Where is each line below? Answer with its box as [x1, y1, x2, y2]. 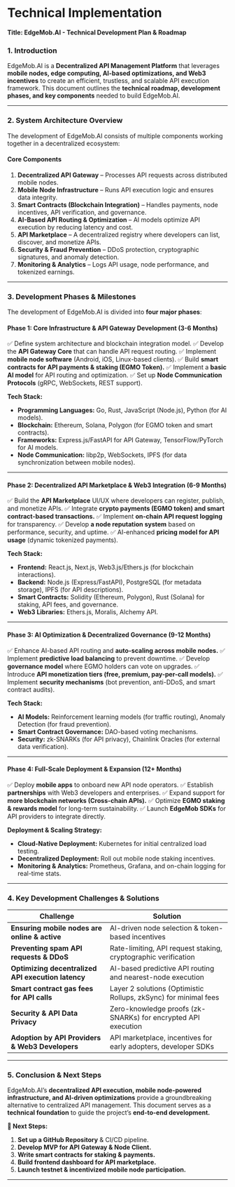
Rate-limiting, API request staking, [109, 943, 222, 953]
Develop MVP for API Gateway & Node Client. [17, 1143, 152, 1152]
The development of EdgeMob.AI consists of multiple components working [7, 131, 223, 140]
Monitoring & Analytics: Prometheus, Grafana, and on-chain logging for [17, 861, 226, 870]
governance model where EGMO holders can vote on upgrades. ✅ [7, 662, 200, 670]
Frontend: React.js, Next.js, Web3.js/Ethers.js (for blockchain [17, 563, 194, 571]
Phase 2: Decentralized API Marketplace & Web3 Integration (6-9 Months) [7, 481, 227, 489]
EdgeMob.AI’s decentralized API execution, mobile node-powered [7, 1086, 201, 1094]
